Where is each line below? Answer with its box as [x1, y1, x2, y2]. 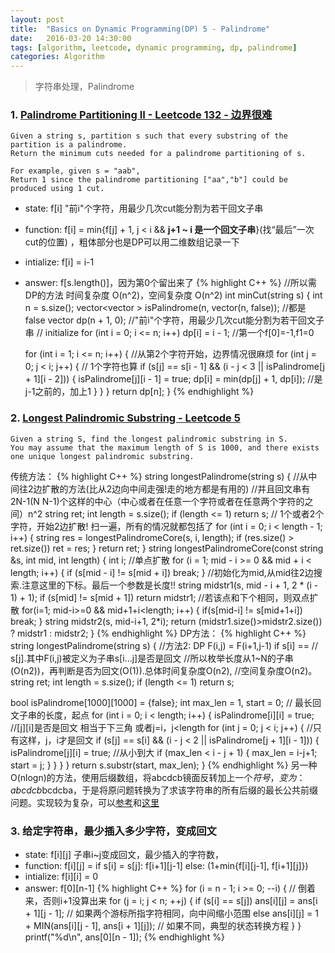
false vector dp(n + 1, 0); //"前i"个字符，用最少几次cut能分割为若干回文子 [24, 314, 325, 326]
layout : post [10, 14, 65, 25]
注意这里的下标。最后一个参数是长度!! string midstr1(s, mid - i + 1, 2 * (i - [21, 579, 319, 591]
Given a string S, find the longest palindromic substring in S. [10, 434, 288, 444]
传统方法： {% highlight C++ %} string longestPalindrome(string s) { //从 [10, 470, 309, 482]
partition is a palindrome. [10, 140, 128, 150]
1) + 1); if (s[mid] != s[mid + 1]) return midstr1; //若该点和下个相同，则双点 [10, 591, 310, 603]
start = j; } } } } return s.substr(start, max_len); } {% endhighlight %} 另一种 [10, 759, 318, 771]
